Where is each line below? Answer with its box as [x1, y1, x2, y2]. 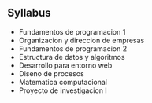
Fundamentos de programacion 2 [18, 43, 128, 53]
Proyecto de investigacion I [18, 86, 107, 95]
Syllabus [7, 6, 52, 20]
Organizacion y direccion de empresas [18, 35, 145, 45]
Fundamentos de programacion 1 [18, 27, 126, 36]
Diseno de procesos [18, 68, 84, 78]
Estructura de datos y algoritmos [18, 52, 125, 61]
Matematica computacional [18, 77, 108, 86]
